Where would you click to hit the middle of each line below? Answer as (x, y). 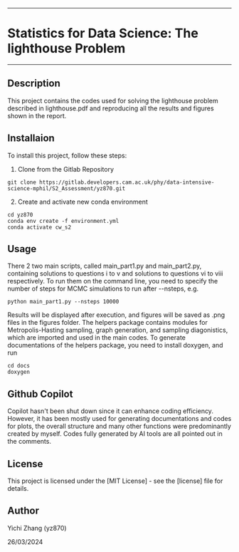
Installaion (31, 139)
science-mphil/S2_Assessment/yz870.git (67, 188)
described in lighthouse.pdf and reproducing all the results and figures (111, 108)
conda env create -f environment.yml (63, 221)
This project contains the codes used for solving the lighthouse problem (113, 100)
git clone (22, 182)
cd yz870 (20, 214)
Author (23, 511)
